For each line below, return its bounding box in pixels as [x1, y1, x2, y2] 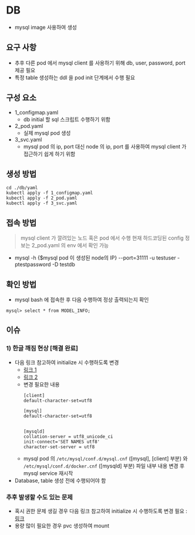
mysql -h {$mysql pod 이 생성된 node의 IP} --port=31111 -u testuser [14, 254, 176, 261]
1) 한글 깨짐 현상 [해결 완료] [6, 344, 78, 352]
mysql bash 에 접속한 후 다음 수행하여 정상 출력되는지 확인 [14, 296, 149, 303]
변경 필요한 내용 [23, 381, 60, 388]
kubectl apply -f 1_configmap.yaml [6, 190, 93, 196]
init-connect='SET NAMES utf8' [23, 439, 100, 445]
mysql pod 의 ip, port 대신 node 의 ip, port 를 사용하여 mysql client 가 [23, 143, 187, 150]
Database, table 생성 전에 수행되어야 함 [14, 477, 106, 484]
